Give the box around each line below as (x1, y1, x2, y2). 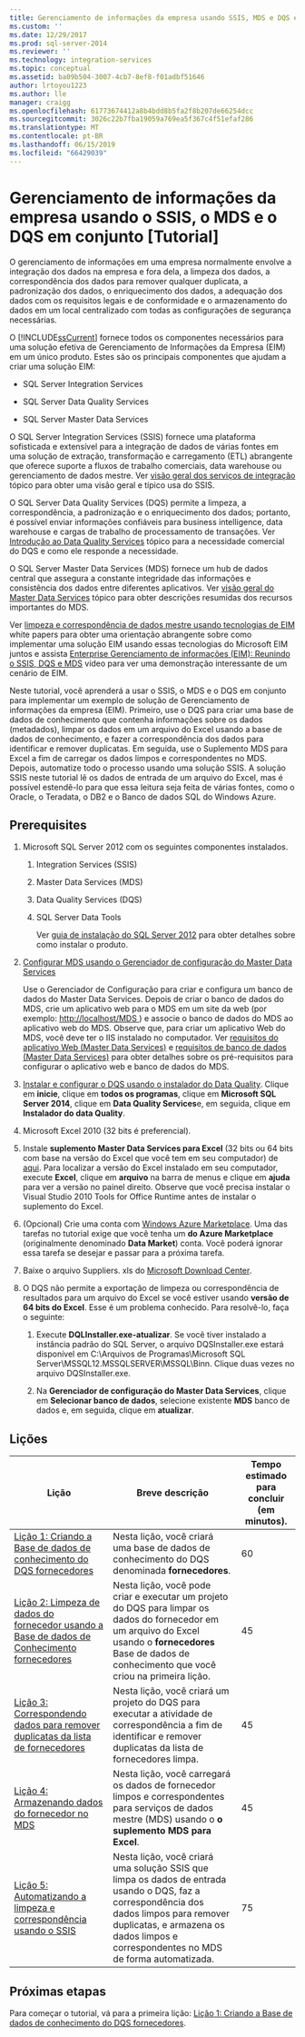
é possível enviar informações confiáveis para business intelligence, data (9, 516, 283, 527)
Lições (9, 1431, 48, 1446)
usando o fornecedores (113, 1636, 215, 1649)
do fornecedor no (14, 1807, 89, 1820)
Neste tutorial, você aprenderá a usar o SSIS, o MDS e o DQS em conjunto (9, 685, 287, 696)
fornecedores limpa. (113, 1753, 200, 1765)
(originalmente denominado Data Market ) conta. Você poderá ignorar (22, 1237, 283, 1249)
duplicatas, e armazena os (113, 1919, 225, 1932)
